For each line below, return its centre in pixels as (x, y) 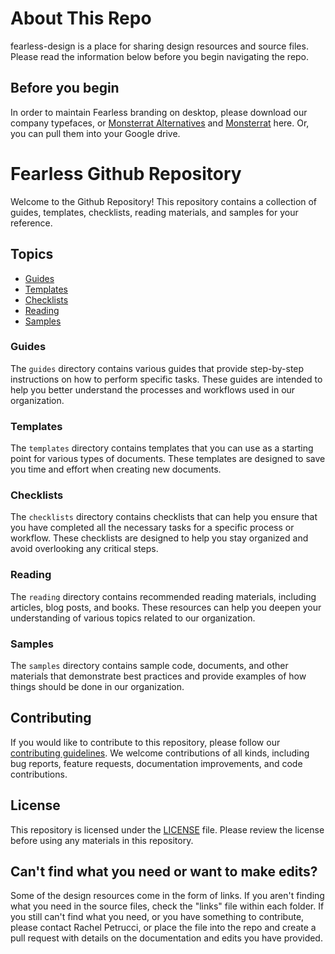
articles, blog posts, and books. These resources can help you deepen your (166, 607)
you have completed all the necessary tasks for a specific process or (152, 528)
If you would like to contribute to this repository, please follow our (145, 742)
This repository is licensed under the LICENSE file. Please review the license (167, 829)
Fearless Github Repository (126, 173)
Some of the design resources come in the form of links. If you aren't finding (167, 896)
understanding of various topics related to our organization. (133, 618)
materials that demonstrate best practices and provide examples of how (158, 676)
